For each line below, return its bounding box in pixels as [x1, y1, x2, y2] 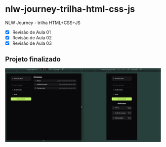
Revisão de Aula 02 [12, 35, 52, 40]
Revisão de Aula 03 [12, 40, 52, 46]
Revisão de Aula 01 [12, 29, 51, 35]
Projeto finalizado [5, 55, 61, 63]
